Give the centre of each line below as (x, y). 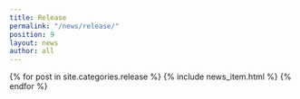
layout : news (34, 43)
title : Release (38, 18)
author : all (32, 51)
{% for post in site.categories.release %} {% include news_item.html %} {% (150, 76)
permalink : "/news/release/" (64, 26)
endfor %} (29, 86)
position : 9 (32, 34)
